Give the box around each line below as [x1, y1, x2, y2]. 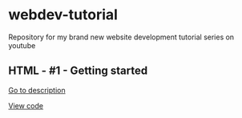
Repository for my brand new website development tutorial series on [8, 32, 235, 42]
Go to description [8, 85, 66, 95]
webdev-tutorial [8, 6, 119, 24]
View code [8, 100, 44, 110]
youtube [8, 40, 36, 50]
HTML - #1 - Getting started [8, 64, 148, 78]
